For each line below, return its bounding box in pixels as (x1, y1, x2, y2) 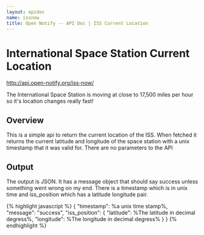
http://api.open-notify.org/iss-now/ (6, 80, 94, 87)
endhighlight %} (6, 222, 47, 229)
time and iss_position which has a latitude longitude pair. (6, 191, 148, 198)
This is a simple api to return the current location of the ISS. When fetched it (6, 131, 197, 138)
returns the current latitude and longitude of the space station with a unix (6, 138, 190, 145)
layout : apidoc (6, 9, 45, 15)
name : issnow (6, 15, 40, 21)
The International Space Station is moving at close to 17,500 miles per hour (6, 91, 194, 98)
